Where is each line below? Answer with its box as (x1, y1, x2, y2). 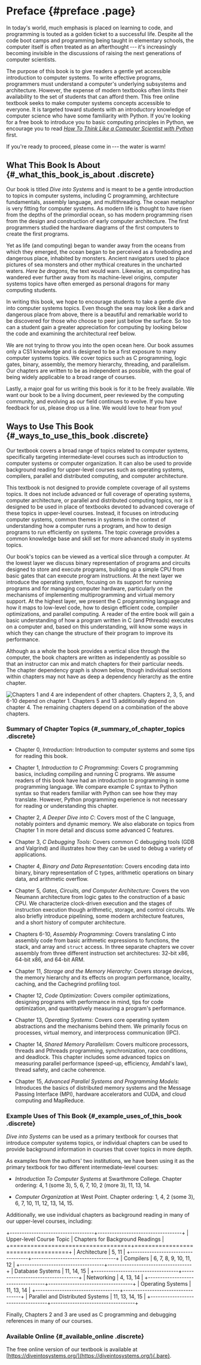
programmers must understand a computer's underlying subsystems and (6, 80, 187, 88)
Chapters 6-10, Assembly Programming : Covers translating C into (14, 930, 176, 937)
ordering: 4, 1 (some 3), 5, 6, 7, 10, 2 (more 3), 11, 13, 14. (14, 1181, 151, 1189)
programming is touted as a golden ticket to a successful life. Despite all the (6, 30, 193, 37)
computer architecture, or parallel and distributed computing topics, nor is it (6, 497, 193, 504)
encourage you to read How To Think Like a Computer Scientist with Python (6, 125, 194, 132)
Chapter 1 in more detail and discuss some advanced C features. (14, 826, 175, 834)
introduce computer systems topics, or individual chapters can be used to (6, 1139, 188, 1147)
